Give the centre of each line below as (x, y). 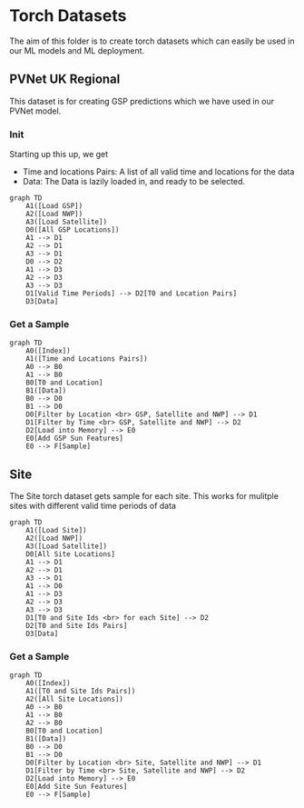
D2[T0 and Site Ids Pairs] (77, 626)
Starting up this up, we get (59, 155)
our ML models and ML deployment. (77, 50)
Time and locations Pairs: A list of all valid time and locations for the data (158, 172)
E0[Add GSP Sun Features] (75, 439)
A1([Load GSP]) (54, 206)
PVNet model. (35, 111)
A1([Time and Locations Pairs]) (87, 359)
